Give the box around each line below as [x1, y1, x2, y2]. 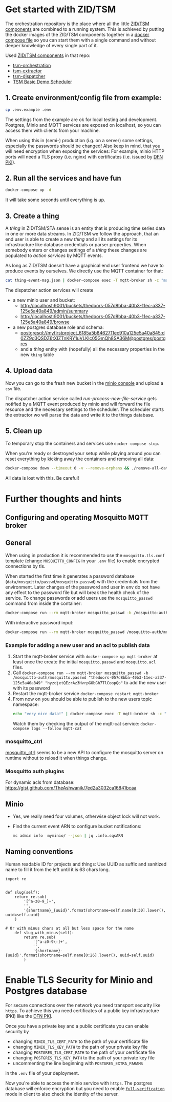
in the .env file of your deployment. [5, 1070, 79, 1076]
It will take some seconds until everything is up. [5, 196, 105, 203]
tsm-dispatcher [12, 73, 46, 79]
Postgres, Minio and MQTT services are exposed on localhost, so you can [5, 122, 161, 128]
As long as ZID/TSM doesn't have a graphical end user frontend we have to [5, 263, 164, 269]
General [5, 539, 32, 547]
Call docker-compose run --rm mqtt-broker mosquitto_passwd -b [12, 670, 148, 676]
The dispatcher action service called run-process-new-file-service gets [5, 395, 157, 401]
